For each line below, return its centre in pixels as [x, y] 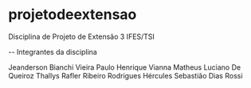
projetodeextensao [73, 15]
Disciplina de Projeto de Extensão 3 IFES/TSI [82, 36]
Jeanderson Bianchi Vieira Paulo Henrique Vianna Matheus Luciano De [125, 67]
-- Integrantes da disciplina [53, 52]
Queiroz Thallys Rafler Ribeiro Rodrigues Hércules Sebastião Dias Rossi [125, 75]
